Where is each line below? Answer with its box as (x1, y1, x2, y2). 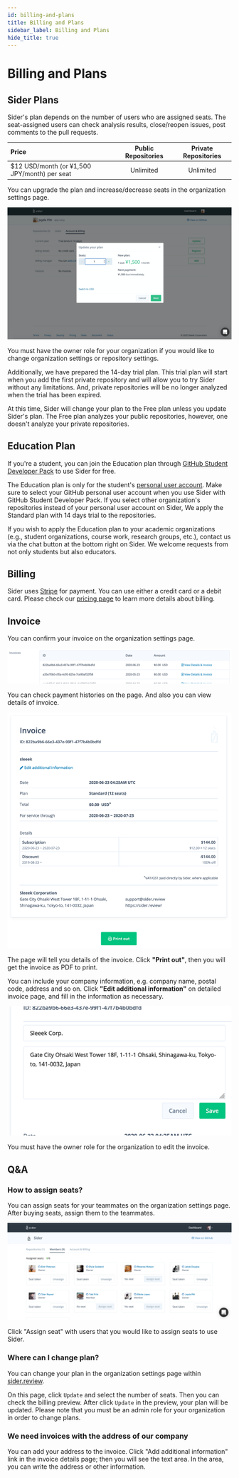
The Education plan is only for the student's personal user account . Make (7, 480, 223, 489)
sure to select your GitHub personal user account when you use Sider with (7, 488, 225, 496)
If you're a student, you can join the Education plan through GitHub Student (7, 459, 228, 467)
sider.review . (7, 1377, 45, 1385)
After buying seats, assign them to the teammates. (7, 1208, 155, 1217)
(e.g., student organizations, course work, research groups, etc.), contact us (7, 532, 231, 541)
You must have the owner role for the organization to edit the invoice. (7, 1143, 210, 1151)
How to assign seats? (7, 1185, 83, 1195)
